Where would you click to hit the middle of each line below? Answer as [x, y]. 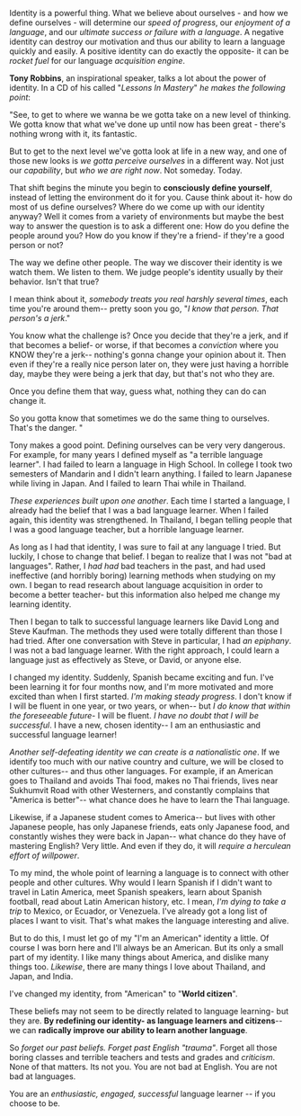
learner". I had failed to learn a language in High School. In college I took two [151, 464]
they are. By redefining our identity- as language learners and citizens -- [146, 1021]
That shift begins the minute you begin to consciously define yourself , [141, 187]
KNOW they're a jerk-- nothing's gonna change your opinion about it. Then [148, 355]
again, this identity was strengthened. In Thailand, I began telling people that [150, 520]
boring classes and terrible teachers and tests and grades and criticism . [142, 1057]
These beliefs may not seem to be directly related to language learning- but [149, 1011]
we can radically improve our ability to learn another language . [128, 1030]
